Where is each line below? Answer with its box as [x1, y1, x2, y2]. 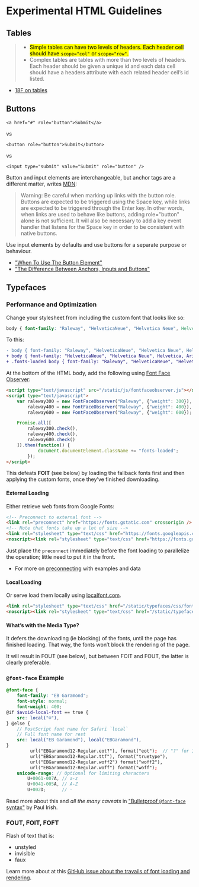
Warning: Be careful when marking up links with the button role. [20, 191, 176, 199]
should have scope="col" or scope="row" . [29, 50, 129, 57]
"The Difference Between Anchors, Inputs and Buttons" [14, 265, 150, 272]
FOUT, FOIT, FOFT [6, 819, 59, 827]
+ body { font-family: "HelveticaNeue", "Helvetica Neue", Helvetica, [6, 353, 184, 359]
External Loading [6, 489, 49, 496]
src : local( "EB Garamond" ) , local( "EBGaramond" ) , [17, 737, 142, 743]
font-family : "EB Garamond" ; [17, 693, 89, 699]
